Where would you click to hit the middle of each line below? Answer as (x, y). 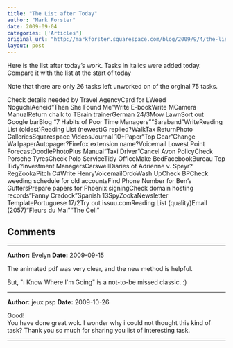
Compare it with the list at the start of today (69, 73)
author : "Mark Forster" (42, 20)
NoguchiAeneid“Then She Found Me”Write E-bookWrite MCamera (102, 107)
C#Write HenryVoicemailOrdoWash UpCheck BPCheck (130, 173)
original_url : (28, 40)
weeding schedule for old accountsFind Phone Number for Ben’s (100, 181)
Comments (32, 232)
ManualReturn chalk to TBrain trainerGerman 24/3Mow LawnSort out (106, 114)
